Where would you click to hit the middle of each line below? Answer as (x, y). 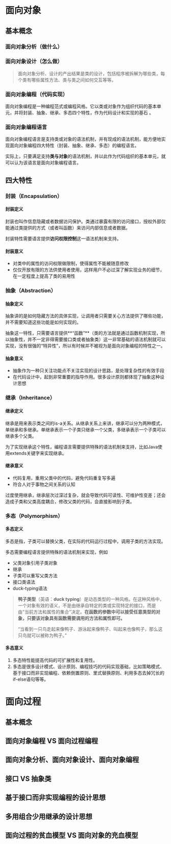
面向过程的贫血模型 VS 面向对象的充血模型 (72, 836)
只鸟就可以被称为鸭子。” (42, 635)
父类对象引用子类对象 (35, 563)
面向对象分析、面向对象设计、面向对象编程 (72, 760)
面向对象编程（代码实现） (37, 94)
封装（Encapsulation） (34, 196)
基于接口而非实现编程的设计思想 (55, 797)
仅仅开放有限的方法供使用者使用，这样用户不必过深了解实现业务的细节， (88, 270)
